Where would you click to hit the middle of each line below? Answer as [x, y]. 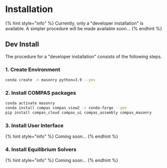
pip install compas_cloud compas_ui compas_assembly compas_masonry [78, 112]
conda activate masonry [30, 103]
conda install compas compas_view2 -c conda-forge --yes [66, 108]
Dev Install [22, 45]
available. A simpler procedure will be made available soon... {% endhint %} [84, 28]
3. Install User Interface [34, 125]
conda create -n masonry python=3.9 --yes [50, 80]
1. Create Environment [33, 69]
